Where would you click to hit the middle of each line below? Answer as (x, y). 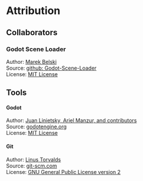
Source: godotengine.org (36, 127)
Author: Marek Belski (31, 62)
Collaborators (32, 33)
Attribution (33, 11)
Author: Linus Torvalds (34, 159)
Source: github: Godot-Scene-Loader (51, 68)
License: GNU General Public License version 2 (63, 172)
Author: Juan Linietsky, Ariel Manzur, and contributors (71, 121)
